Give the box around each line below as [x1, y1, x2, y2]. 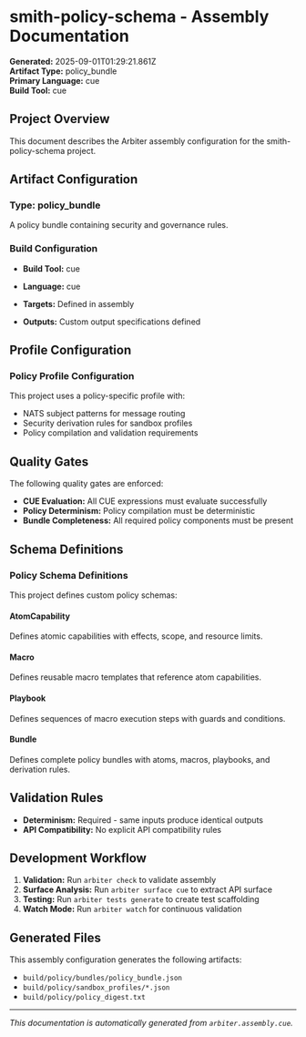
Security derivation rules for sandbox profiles [22, 417, 193, 429]
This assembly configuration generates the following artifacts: [9, 954, 242, 965]
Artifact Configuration [9, 171, 138, 188]
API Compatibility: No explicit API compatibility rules [22, 824, 222, 835]
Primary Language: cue [9, 75, 100, 86]
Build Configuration [9, 242, 98, 255]
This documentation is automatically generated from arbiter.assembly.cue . [9, 1018, 293, 1029]
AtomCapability [9, 611, 71, 621]
